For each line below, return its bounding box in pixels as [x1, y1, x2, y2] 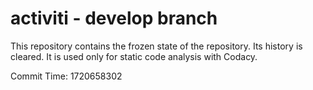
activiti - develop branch [10, 7, 218, 30]
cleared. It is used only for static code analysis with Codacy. [10, 50, 258, 62]
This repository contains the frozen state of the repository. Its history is [10, 40, 303, 52]
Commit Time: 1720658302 [10, 70, 123, 82]
